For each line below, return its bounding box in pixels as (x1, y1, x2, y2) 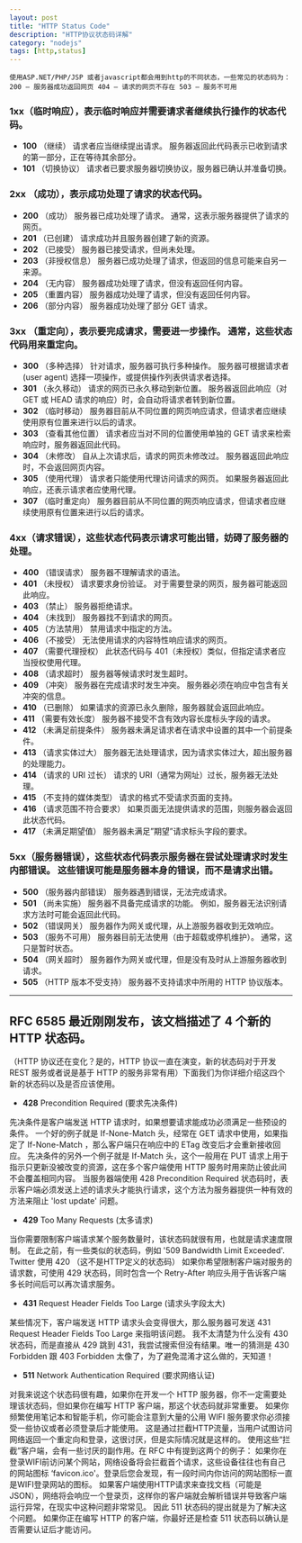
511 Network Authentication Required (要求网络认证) (22, 1370, 216, 1381)
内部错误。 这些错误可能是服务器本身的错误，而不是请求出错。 (9, 864, 279, 877)
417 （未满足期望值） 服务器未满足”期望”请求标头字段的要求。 (22, 826, 253, 837)
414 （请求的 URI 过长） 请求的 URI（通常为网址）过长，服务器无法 (22, 770, 271, 781)
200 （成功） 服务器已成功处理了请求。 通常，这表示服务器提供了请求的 (22, 210, 289, 221)
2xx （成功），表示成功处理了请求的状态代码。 (9, 188, 209, 201)
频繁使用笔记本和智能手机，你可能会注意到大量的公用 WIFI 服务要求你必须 (9, 1412, 283, 1422)
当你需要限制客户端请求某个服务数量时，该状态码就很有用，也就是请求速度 (9, 1234, 285, 1245)
